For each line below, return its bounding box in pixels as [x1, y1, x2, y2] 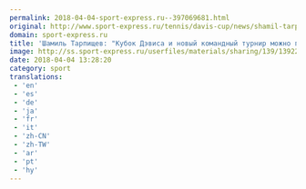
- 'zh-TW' [13, 140, 51, 149]
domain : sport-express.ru [9, 30, 107, 39]
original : [9, 22, 47, 31]
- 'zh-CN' [13, 132, 51, 141]
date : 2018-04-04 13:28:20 [9, 55, 112, 65]
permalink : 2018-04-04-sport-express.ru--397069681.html [9, 13, 230, 23]
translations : [9, 73, 64, 82]
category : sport [9, 65, 71, 74]
